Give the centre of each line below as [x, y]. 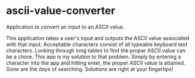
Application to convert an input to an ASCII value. [65, 27]
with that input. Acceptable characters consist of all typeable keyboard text [97, 44]
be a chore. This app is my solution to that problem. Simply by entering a [94, 56]
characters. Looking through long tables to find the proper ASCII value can [96, 50]
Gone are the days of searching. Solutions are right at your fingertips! [90, 69]
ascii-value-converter [61, 11]
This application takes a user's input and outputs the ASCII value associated [97, 38]
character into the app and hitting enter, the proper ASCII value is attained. [96, 63]
